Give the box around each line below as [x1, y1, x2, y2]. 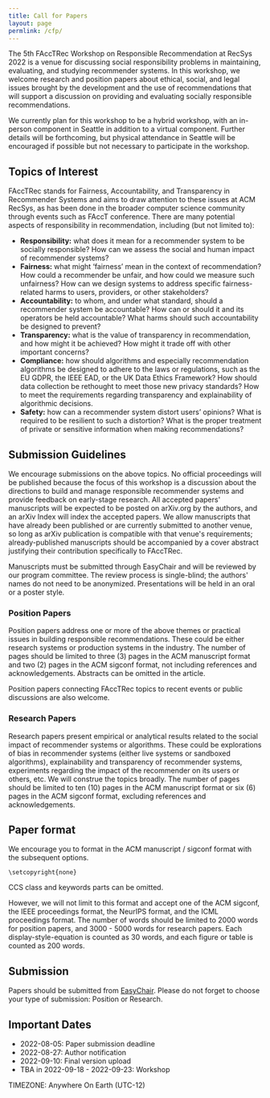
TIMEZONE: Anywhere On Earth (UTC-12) [8, 1080, 146, 1090]
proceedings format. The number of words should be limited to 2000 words [8, 915, 259, 925]
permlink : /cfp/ [8, 27, 63, 35]
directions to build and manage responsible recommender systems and [8, 487, 244, 495]
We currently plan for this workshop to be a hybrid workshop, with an [8, 116, 238, 126]
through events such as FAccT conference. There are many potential [8, 212, 235, 222]
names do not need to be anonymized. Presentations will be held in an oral [8, 579, 256, 588]
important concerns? [19, 347, 90, 357]
